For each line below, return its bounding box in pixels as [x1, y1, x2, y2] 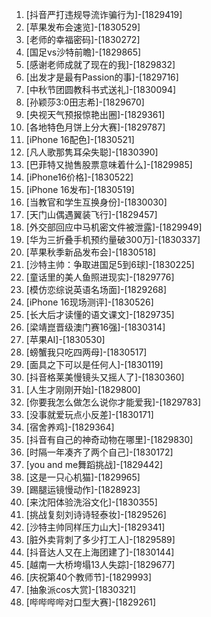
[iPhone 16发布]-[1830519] [25, 184, 135, 195]
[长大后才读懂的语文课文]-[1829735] [25, 309, 175, 320]
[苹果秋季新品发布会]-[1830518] [25, 246, 157, 258]
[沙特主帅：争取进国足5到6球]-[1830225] [25, 259, 195, 270]
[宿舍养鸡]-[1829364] [25, 421, 115, 433]
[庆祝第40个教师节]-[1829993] [25, 571, 153, 583]
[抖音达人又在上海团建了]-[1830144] [25, 546, 175, 558]
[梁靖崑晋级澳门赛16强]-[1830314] [25, 321, 166, 333]
